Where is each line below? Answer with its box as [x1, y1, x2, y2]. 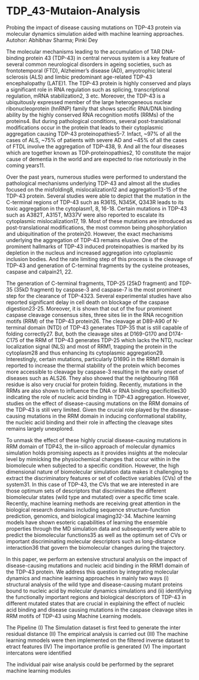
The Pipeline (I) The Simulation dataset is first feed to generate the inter [6, 623, 181, 631]
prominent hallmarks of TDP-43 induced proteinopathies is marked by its [6, 243, 184, 250]
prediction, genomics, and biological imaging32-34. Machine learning [6, 512, 176, 519]
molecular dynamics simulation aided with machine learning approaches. [6, 30, 184, 37]
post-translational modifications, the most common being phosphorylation [6, 224, 187, 231]
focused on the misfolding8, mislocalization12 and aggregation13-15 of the [6, 186, 187, 193]
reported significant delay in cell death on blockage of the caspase [6, 299, 169, 306]
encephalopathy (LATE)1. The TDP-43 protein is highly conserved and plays [6, 79, 191, 87]
